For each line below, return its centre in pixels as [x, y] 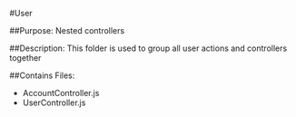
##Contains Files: [42, 75]
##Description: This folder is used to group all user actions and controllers [148, 48]
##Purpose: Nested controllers [67, 30]
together [25, 58]
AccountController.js [61, 93]
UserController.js [54, 102]
